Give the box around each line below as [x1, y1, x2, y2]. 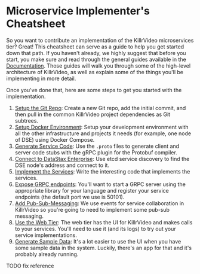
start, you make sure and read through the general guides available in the [6, 56, 186, 63]
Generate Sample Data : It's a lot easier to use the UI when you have [14, 238, 181, 245]
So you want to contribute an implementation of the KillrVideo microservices [6, 36, 194, 44]
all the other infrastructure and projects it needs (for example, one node [14, 130, 192, 137]
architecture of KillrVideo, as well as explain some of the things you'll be [6, 68, 184, 75]
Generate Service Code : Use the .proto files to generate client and [14, 142, 180, 150]
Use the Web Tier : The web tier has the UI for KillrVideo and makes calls [14, 218, 193, 226]
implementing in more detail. [6, 75, 76, 82]
